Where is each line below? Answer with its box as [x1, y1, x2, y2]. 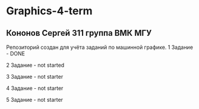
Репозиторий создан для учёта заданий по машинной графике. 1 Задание [6, 43, 193, 51]
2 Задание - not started [6, 61, 65, 68]
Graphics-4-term [6, 4, 93, 18]
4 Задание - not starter [6, 85, 64, 92]
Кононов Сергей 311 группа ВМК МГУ [6, 28, 152, 38]
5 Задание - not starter [6, 96, 64, 103]
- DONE [6, 50, 26, 57]
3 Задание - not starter [6, 73, 64, 80]
